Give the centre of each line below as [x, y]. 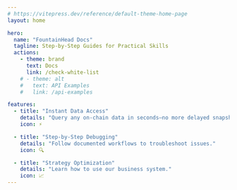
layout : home [26, 20]
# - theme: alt [42, 79]
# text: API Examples [55, 85]
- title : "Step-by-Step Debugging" [66, 137]
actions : [26, 53]
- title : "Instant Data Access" [61, 111]
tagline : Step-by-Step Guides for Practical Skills [91, 46]
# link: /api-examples [56, 92]
